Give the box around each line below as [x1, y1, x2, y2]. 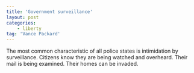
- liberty [17, 25, 42, 32]
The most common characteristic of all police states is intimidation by [6, 47, 179, 54]
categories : [6, 20, 36, 26]
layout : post [6, 14, 39, 20]
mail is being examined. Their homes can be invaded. [6, 60, 139, 68]
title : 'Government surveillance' [6, 8, 93, 15]
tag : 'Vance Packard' [6, 31, 61, 37]
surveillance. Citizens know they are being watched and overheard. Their [6, 54, 188, 61]
